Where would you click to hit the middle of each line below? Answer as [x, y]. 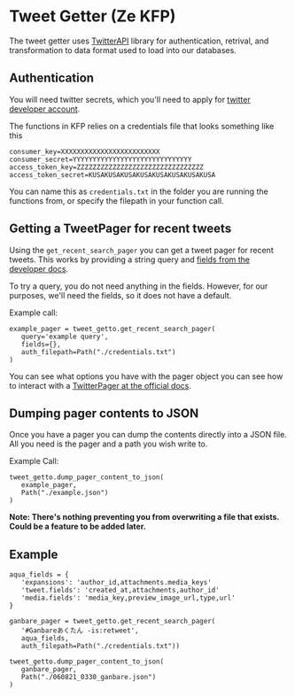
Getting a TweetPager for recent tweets [120, 229]
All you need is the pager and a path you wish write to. [109, 444]
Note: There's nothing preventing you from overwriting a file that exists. [144, 517]
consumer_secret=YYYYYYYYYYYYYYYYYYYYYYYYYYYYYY [101, 159]
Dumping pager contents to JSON [104, 413]
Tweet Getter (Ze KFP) [93, 16]
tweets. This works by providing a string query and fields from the [130, 259]
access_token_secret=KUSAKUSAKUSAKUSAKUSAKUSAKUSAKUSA [113, 174]
